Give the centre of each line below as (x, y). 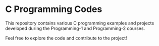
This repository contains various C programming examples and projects (80, 23)
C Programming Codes (54, 9)
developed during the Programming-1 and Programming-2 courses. (75, 28)
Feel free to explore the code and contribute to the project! (66, 38)
